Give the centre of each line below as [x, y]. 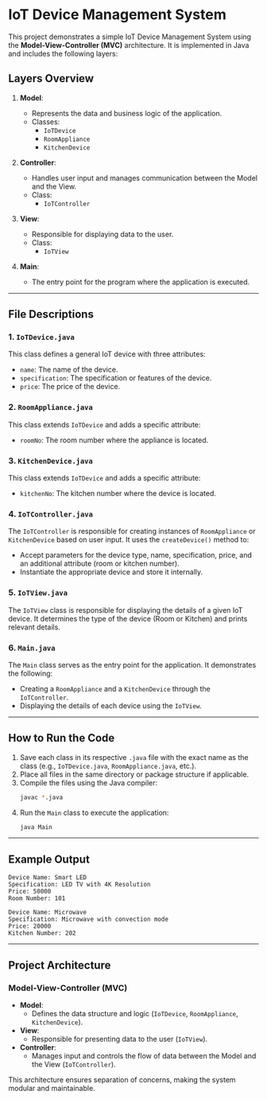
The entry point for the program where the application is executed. [141, 282]
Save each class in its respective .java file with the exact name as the [134, 757]
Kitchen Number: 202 [43, 933]
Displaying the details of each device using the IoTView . [111, 705]
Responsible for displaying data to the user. [103, 234]
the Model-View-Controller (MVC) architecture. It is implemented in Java [129, 45]
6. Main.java [32, 648]
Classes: [46, 122]
